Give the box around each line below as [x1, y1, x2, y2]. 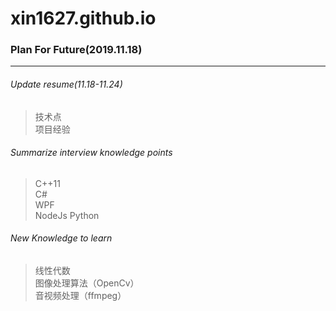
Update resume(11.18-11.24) [10, 78, 123, 91]
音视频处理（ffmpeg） [34, 290, 127, 302]
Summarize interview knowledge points [10, 147, 173, 159]
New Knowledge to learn [10, 232, 113, 244]
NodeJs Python [34, 209, 100, 221]
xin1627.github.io [10, 7, 157, 30]
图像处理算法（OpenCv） [34, 277, 140, 289]
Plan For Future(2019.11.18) [10, 43, 143, 57]
